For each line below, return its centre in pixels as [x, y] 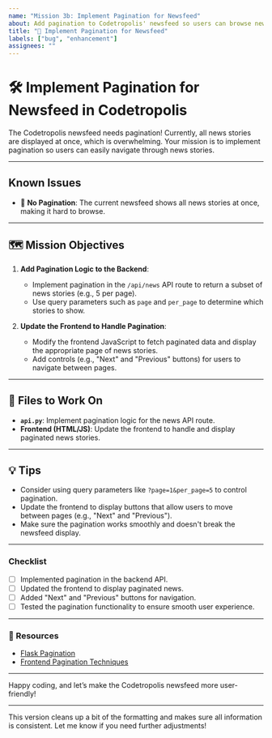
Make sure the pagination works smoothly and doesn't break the [128, 524]
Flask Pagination [47, 654]
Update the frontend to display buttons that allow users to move [126, 507]
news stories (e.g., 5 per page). [85, 293]
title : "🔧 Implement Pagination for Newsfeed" [88, 31]
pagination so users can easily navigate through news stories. [111, 150]
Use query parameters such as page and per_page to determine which [148, 301]
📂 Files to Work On [55, 401]
